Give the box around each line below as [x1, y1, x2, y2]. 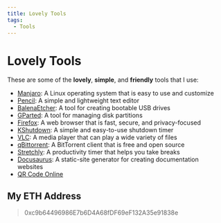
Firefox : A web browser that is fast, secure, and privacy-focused [17, 118, 202, 127]
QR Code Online [17, 170, 64, 179]
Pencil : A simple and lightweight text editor [17, 96, 140, 105]
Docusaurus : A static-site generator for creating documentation [17, 155, 200, 163]
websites [17, 163, 44, 171]
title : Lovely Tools [7, 10, 67, 17]
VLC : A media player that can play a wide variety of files [17, 133, 178, 142]
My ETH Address [7, 190, 82, 202]
